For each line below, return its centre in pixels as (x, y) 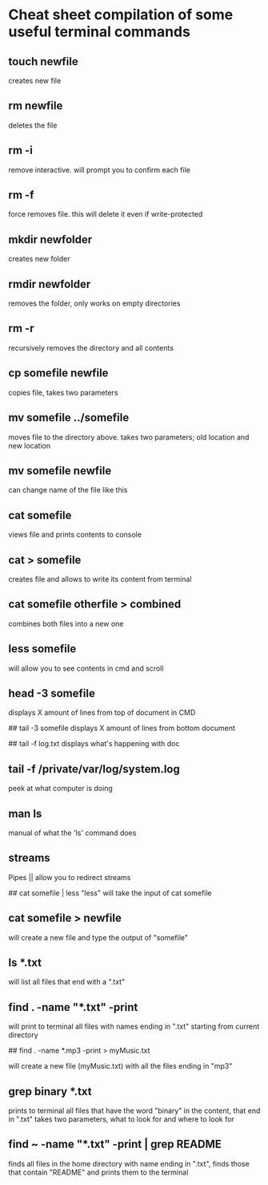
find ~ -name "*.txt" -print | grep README (115, 1144)
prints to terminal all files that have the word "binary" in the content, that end (134, 1111)
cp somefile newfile (58, 373)
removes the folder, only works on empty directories (94, 303)
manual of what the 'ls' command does (72, 833)
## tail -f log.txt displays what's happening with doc (94, 744)
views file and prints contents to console (75, 534)
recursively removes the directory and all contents (91, 347)
